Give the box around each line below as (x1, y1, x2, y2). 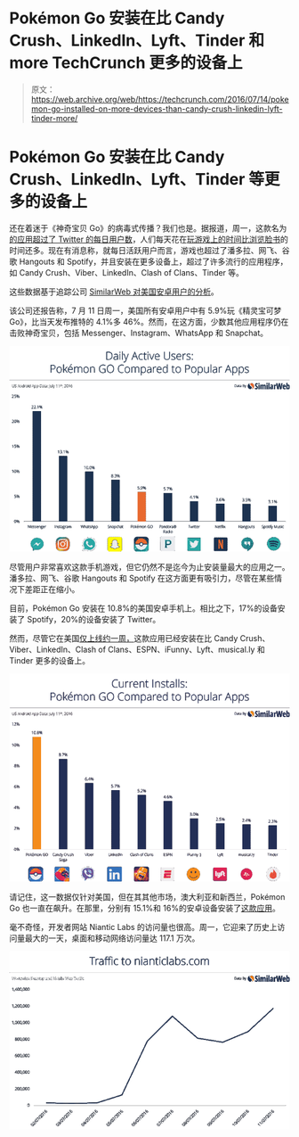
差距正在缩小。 (24, 583, 80, 594)
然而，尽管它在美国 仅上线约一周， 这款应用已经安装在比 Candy (9, 632, 238, 643)
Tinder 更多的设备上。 (9, 655, 91, 665)
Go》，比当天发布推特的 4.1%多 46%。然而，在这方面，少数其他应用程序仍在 (9, 316, 289, 326)
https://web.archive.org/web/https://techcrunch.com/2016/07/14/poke (30, 94, 289, 104)
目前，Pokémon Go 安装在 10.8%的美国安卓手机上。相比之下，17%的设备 (9, 603, 279, 614)
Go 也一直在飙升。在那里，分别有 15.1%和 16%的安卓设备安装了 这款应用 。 (9, 902, 280, 913)
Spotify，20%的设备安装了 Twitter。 (26, 614, 161, 624)
